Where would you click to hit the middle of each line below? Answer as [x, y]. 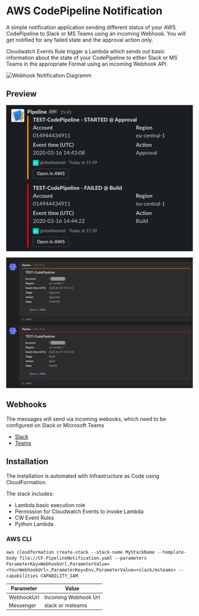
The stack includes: [30, 494]
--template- [172, 552]
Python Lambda [34, 524]
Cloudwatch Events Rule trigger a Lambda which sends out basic [86, 51]
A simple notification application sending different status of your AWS [91, 27]
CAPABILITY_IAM [59, 576]
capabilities [22, 576]
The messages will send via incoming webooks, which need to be [86, 419]
